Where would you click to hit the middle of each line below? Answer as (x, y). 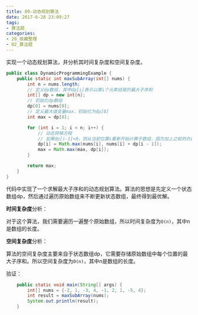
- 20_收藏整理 (22, 39)
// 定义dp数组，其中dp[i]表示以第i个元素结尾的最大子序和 (90, 90)
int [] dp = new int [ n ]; (56, 95)
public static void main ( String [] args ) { (70, 285)
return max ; (42, 166)
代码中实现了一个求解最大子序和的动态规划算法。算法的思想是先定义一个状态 (99, 189)
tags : (13, 22)
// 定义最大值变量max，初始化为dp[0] (68, 111)
